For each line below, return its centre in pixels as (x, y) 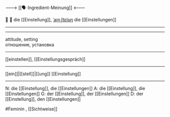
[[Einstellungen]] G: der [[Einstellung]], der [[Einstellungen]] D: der (74, 94)
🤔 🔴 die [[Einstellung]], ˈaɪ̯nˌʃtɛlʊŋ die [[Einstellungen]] (61, 19)
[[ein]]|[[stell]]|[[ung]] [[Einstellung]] (43, 74)
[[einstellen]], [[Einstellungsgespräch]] (46, 59)
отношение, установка (30, 45)
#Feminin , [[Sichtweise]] (31, 109)
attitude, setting (22, 39)
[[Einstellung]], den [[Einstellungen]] (43, 99)
